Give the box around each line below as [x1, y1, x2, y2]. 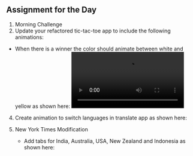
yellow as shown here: [14, 102, 71, 110]
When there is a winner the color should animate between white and [14, 45, 184, 52]
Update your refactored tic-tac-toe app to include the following [14, 27, 171, 34]
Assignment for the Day [6, 5, 97, 15]
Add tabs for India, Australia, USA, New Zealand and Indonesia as [23, 137, 186, 145]
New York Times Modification [14, 125, 88, 133]
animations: [14, 33, 44, 41]
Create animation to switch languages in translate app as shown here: [14, 114, 188, 121]
